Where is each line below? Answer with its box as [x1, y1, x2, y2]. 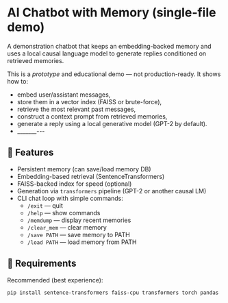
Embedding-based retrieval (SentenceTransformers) [16, 172, 165, 180]
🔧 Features [7, 147, 54, 158]
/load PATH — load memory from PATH [27, 238, 137, 246]
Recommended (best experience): [7, 276, 103, 284]
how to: [7, 77, 29, 85]
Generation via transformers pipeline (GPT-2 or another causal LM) [16, 186, 207, 195]
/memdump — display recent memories [27, 216, 131, 224]
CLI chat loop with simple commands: [16, 194, 123, 202]
